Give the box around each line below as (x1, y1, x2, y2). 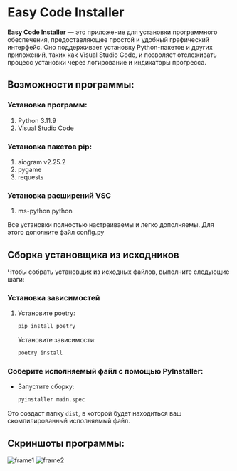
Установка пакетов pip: (7, 142, 93, 152)
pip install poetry (17, 323, 76, 330)
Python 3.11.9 (17, 116, 57, 125)
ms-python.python (17, 207, 73, 216)
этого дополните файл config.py (7, 228, 105, 237)
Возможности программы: (7, 79, 135, 91)
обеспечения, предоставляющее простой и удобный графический (7, 35, 210, 43)
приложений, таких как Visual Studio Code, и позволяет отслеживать (7, 51, 217, 59)
